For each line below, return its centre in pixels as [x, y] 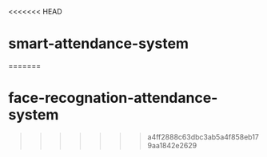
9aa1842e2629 [172, 145]
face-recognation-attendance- [113, 98]
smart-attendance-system [99, 44]
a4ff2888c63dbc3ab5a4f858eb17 [203, 137]
